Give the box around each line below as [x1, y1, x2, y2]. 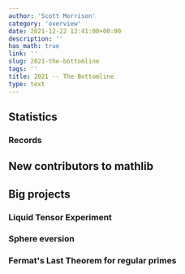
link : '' [8, 50, 38, 58]
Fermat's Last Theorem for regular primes [8, 255, 177, 267]
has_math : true [8, 42, 60, 50]
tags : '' [8, 65, 38, 73]
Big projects [8, 187, 71, 201]
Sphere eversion [8, 233, 75, 245]
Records [8, 134, 42, 146]
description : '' [8, 34, 63, 43]
